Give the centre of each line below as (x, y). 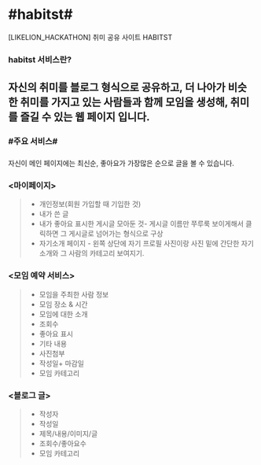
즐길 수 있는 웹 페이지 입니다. (85, 117)
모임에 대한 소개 (63, 314)
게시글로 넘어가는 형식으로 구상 (116, 234)
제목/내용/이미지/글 (68, 434)
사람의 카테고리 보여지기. (106, 253)
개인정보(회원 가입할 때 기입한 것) (90, 204)
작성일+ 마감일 (62, 363)
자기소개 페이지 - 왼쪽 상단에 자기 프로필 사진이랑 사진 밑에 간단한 (139, 244)
